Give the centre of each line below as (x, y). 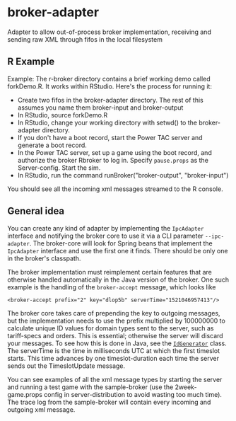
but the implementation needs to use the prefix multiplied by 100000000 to (117, 321)
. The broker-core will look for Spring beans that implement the (121, 243)
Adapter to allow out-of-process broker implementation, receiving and (110, 32)
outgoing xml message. (41, 409)
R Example (31, 62)
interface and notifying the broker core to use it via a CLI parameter (105, 236)
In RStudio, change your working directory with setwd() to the (107, 122)
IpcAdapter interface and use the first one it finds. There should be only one (118, 250)
